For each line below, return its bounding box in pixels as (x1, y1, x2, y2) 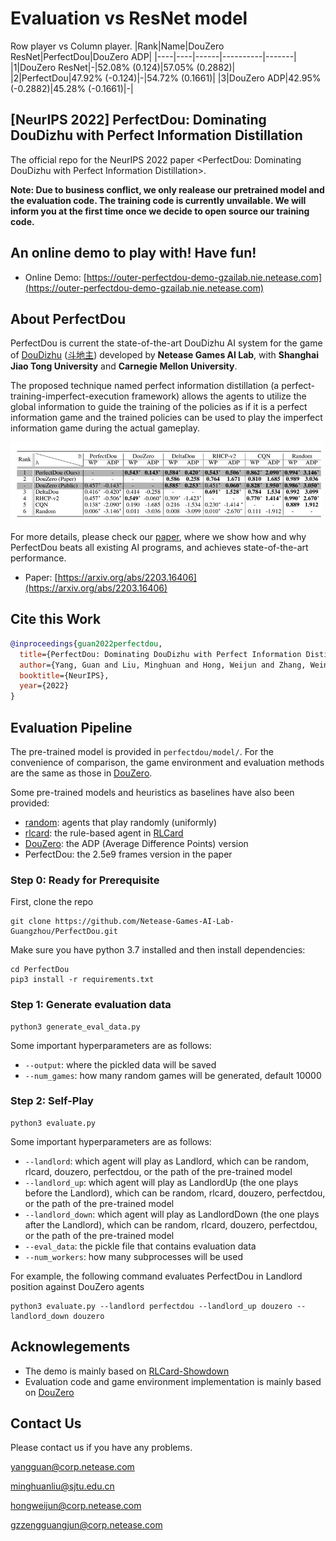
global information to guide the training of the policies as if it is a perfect (10, 401, 308, 413)
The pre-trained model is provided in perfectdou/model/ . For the (10, 745, 274, 757)
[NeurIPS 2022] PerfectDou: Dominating (10, 112, 267, 129)
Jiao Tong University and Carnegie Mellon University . (10, 360, 238, 372)
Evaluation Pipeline (10, 719, 133, 736)
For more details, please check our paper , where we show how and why (10, 531, 307, 543)
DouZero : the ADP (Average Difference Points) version (24, 837, 249, 849)
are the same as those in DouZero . (10, 767, 153, 779)
